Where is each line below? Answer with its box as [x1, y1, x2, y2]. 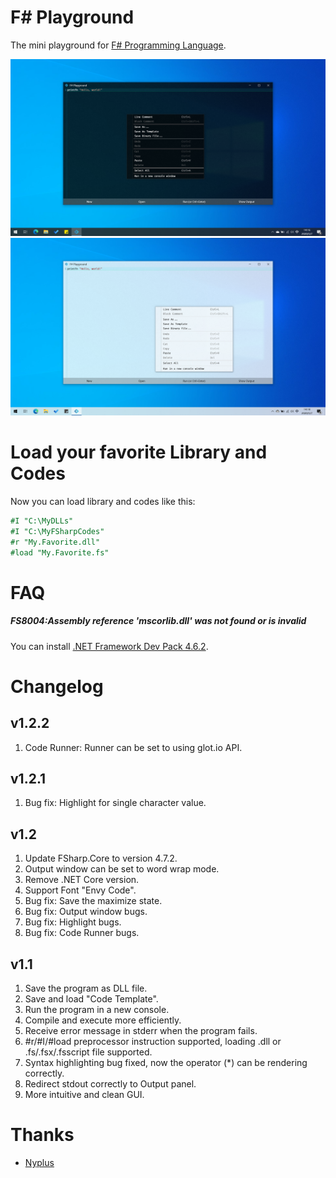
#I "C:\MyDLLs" [10, 516, 74, 526]
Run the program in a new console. [24, 1003, 170, 1015]
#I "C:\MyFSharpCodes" [10, 526, 105, 536]
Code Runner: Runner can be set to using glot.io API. [24, 741, 243, 753]
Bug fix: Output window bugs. [24, 906, 148, 918]
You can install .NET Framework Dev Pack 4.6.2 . [10, 640, 209, 652]
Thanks [10, 1124, 75, 1146]
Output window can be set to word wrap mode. [24, 863, 220, 875]
